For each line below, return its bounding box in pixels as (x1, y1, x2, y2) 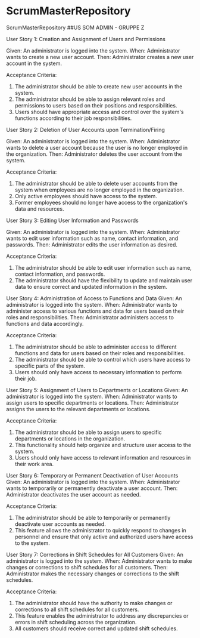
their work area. (14, 460, 54, 467)
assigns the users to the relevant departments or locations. (6, 405, 151, 412)
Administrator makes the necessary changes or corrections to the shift (6, 570, 180, 577)
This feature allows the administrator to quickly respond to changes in (14, 526, 186, 534)
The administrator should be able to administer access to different (14, 343, 177, 350)
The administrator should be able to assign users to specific (14, 429, 162, 436)
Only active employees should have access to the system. (14, 192, 158, 199)
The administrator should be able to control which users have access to (14, 356, 190, 363)
